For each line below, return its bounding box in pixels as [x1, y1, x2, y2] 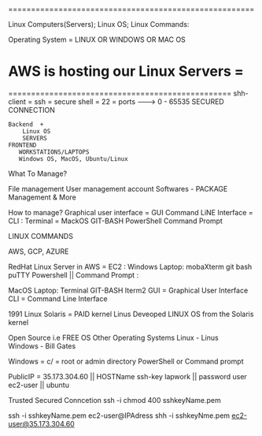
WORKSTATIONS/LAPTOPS [18, 147, 90, 156]
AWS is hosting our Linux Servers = [8, 62, 244, 80]
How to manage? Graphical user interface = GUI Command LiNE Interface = [8, 207, 253, 217]
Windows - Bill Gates [8, 341, 76, 351]
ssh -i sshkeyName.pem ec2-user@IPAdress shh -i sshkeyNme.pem [8, 411, 231, 420]
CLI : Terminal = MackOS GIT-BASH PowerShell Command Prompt [8, 216, 223, 225]
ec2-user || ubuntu [8, 380, 69, 389]
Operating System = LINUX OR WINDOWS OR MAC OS [8, 35, 186, 44]
